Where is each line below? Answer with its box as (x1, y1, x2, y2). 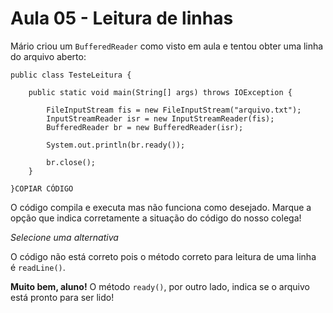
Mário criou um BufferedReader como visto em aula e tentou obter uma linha (10, 40, 324, 52)
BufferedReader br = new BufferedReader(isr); (46, 122, 244, 132)
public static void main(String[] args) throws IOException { (28, 87, 293, 97)
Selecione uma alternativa (10, 231, 119, 243)
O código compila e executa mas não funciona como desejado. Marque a (10, 201, 312, 213)
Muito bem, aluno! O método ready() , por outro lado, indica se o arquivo (10, 280, 310, 292)
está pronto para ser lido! (10, 291, 115, 303)
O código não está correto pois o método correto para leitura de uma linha (10, 250, 317, 262)
